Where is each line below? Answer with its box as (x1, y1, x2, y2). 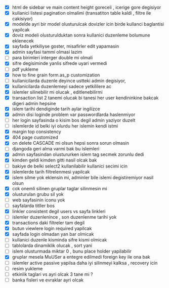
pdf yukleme (12, 66, 38, 72)
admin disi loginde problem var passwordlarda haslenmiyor (12, 111, 136, 117)
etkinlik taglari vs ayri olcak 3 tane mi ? (12, 271, 93, 277)
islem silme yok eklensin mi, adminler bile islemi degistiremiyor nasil (12, 174, 154, 180)
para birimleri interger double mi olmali (12, 55, 93, 61)
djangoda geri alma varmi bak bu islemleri (12, 146, 100, 152)
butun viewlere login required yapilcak (12, 225, 92, 232)
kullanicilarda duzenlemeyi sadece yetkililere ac (12, 83, 112, 89)
